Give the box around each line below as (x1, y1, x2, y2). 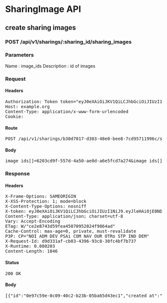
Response (5, 170, 30, 177)
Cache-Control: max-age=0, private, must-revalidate (5, 228, 137, 234)
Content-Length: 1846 (5, 248, 58, 254)
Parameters (5, 51, 34, 58)
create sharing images (5, 23, 76, 32)
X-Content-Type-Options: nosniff (5, 203, 87, 209)
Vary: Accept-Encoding (5, 218, 61, 224)
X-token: (5, 208, 26, 214)
